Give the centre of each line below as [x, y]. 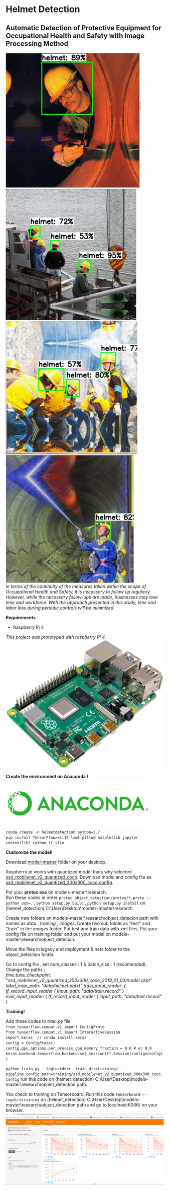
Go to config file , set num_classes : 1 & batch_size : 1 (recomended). [76, 964]
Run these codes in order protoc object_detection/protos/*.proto [75, 898]
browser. [15, 1110]
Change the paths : [26, 970]
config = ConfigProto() [31, 1043]
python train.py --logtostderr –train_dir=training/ [62, 1069]
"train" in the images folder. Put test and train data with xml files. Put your [81, 928]
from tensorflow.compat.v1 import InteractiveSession [63, 1032]
